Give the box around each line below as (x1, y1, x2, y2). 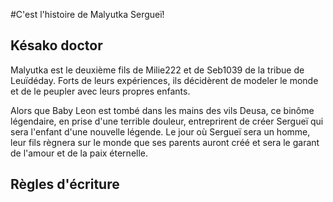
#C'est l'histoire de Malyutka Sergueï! (10, 9, 165, 20)
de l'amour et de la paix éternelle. (10, 147, 149, 159)
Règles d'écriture (10, 176, 120, 193)
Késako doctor (10, 37, 103, 54)
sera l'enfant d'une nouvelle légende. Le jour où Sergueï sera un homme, (10, 125, 311, 138)
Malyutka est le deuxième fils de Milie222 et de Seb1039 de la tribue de (10, 64, 305, 76)
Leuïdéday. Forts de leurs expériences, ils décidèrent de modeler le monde (10, 74, 319, 86)
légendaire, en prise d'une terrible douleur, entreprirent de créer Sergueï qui (10, 115, 324, 127)
